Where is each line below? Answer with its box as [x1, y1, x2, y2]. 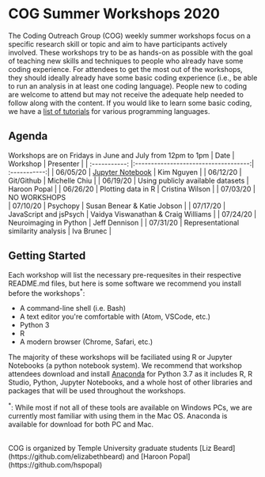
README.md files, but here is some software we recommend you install [8, 278, 241, 288]
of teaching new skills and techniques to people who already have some [8, 56, 244, 66]
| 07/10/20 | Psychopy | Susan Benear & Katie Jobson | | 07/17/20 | [8, 201, 226, 210]
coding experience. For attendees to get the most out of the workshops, [8, 64, 243, 74]
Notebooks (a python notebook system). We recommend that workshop [8, 361, 243, 370]
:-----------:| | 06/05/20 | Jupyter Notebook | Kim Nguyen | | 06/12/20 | [8, 167, 242, 176]
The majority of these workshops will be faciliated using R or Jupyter [8, 353, 233, 362]
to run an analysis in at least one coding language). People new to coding [8, 81, 248, 91]
